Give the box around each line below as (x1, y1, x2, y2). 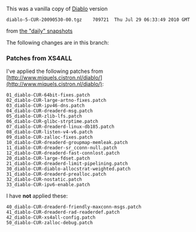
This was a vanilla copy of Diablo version (6, 5, 108, 12)
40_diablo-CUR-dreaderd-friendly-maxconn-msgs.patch (6, 204, 142, 210)
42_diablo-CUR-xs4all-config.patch (6, 215, 96, 221)
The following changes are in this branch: (6, 39, 110, 46)
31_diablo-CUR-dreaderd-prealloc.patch (6, 171, 107, 177)
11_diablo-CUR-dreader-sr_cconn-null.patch (6, 145, 118, 151)
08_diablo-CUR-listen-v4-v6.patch (6, 129, 93, 135)
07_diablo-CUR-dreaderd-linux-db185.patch (6, 124, 115, 130)
